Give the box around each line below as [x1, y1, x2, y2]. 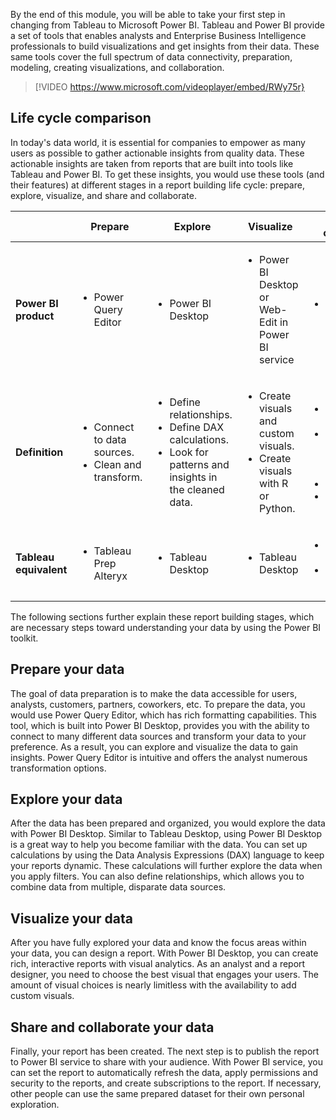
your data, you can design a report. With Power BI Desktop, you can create [10, 947, 319, 959]
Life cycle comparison [10, 110, 152, 127]
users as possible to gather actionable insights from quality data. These [10, 147, 305, 159]
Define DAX [169, 420, 225, 434]
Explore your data [10, 791, 123, 808]
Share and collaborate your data [10, 1019, 215, 1036]
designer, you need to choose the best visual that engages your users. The [10, 969, 319, 981]
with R [259, 476, 289, 490]
